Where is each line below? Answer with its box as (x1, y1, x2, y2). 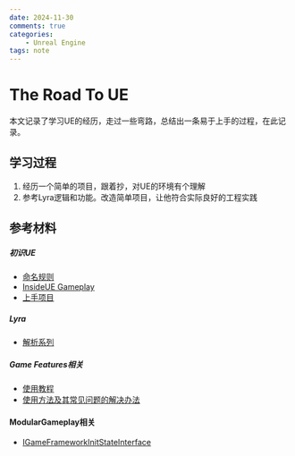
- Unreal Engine (25, 38, 87, 47)
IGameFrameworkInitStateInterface (21, 437, 152, 448)
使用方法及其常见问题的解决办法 (21, 394, 140, 405)
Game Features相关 (9, 359, 83, 369)
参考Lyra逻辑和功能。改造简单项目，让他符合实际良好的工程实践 (21, 191, 257, 202)
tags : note (9, 46, 50, 55)
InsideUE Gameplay (21, 282, 96, 292)
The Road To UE (9, 85, 130, 106)
